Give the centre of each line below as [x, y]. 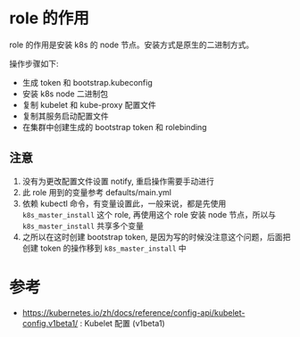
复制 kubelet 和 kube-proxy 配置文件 [89, 104]
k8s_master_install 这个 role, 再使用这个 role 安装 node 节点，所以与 [149, 214]
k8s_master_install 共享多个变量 [83, 226]
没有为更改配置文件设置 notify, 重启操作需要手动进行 [118, 181]
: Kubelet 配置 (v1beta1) [122, 323]
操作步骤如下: [34, 63]
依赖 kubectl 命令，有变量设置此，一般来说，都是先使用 [124, 203]
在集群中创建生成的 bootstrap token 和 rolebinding [114, 127]
